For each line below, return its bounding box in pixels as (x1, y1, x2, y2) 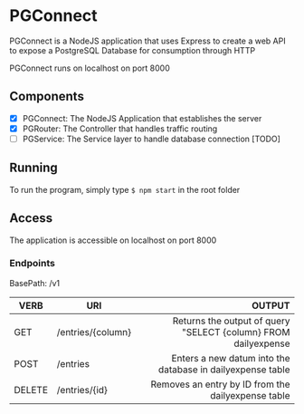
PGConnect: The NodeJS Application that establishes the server (22, 112, 262, 123)
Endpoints (9, 257, 56, 270)
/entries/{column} (56, 325, 132, 338)
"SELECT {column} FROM (181, 325, 290, 338)
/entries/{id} (56, 383, 109, 396)
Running (9, 160, 59, 176)
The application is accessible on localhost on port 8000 (9, 235, 217, 246)
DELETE (14, 383, 48, 396)
